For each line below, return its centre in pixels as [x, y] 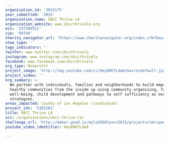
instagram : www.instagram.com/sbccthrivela [52, 57]
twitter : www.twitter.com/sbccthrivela [47, 52]
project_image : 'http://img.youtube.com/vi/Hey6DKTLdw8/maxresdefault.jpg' [86, 71]
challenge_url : [21, 122]
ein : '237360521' [23, 29]
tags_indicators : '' [27, 47]
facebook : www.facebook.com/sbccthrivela [49, 61]
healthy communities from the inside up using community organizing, [84, 89]
